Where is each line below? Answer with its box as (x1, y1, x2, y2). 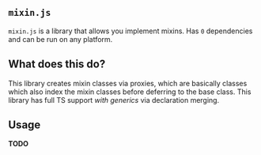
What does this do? (8, 58, 106, 71)
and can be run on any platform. (8, 34, 113, 43)
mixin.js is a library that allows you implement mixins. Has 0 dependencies (8, 26, 253, 36)
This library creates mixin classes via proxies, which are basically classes (8, 78, 248, 88)
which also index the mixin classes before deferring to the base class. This (8, 87, 252, 96)
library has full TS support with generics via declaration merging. (8, 95, 220, 104)
